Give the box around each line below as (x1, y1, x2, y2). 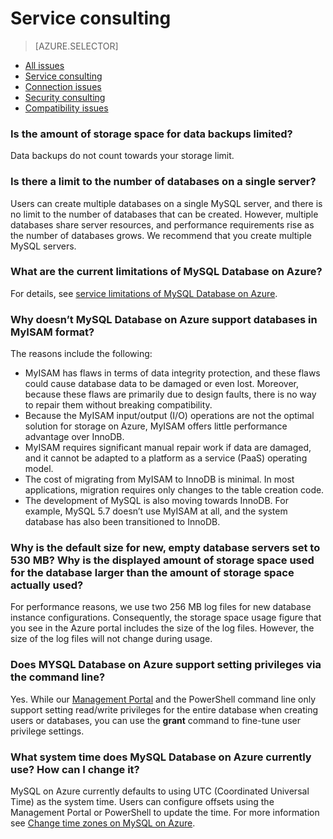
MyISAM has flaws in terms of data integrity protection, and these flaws (24, 367, 321, 379)
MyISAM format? (10, 325, 95, 339)
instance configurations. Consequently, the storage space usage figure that (10, 612, 322, 624)
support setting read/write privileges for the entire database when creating (10, 703, 318, 716)
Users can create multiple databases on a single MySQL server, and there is (10, 197, 323, 209)
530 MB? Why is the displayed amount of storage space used (10, 553, 315, 567)
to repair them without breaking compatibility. (24, 399, 213, 411)
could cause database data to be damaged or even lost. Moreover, (24, 378, 300, 390)
